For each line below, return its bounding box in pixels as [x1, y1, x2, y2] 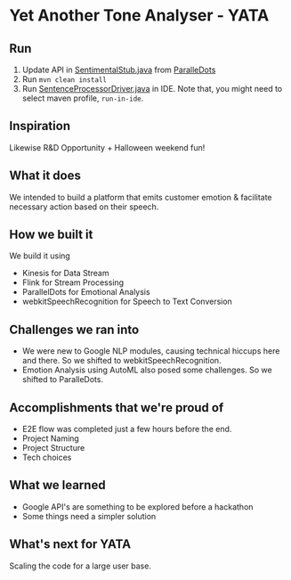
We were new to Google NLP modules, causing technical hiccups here [21, 346, 280, 356]
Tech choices [21, 452, 72, 463]
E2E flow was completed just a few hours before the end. [21, 424, 232, 435]
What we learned [9, 478, 106, 493]
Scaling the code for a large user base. [9, 560, 151, 571]
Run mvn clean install [21, 74, 107, 85]
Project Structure [21, 443, 85, 453]
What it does [9, 168, 82, 184]
